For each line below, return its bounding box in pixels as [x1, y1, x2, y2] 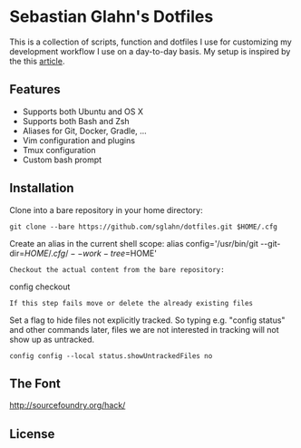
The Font [9, 375, 61, 391]
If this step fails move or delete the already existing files [9, 298, 254, 307]
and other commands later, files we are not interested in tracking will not [9, 324, 279, 335]
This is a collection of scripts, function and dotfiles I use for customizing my [9, 36, 292, 47]
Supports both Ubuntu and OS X [22, 106, 143, 117]
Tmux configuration [22, 144, 97, 155]
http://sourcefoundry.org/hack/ [9, 400, 126, 411]
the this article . [9, 55, 65, 66]
